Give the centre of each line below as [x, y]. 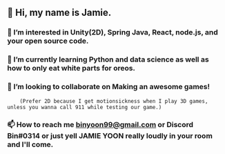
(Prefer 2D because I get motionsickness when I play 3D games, [114, 101]
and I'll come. [30, 144]
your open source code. [48, 41]
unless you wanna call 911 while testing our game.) [85, 107]
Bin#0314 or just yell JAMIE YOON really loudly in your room [110, 136]
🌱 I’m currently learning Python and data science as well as [108, 59]
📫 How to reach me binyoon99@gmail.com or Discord [100, 125]
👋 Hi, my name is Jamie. [59, 13]
